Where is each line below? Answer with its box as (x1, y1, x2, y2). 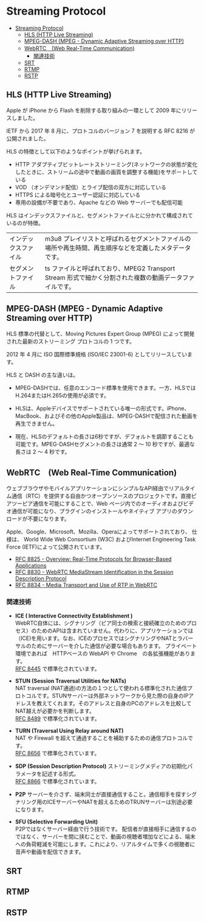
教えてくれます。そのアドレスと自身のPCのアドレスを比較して (36, 699, 192, 707)
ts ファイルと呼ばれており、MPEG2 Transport (44, 264, 175, 272)
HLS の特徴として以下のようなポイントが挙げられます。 (6, 147, 146, 155)
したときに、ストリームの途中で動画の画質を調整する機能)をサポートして (15, 168, 198, 175)
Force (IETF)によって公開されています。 (6, 543, 105, 551)
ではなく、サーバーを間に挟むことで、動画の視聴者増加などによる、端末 (15, 832, 196, 840)
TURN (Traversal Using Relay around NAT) (15, 727, 124, 734)
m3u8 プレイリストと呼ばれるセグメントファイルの (44, 234, 191, 243)
